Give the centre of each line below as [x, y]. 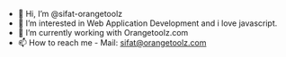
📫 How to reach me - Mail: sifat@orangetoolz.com [112, 43]
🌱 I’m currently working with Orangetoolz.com [103, 33]
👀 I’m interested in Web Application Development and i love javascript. [147, 23]
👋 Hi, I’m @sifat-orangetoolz [70, 14]
